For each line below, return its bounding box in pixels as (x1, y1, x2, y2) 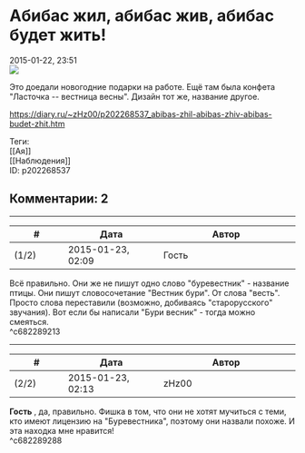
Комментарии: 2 (9, 192, 109, 207)
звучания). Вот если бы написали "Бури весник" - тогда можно (9, 306, 256, 318)
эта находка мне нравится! (9, 425, 115, 436)
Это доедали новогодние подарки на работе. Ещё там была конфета (9, 81, 275, 92)
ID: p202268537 (9, 164, 71, 175)
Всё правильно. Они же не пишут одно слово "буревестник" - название (9, 278, 290, 289)
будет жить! (9, 25, 107, 45)
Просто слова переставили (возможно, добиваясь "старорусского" (9, 297, 273, 308)
